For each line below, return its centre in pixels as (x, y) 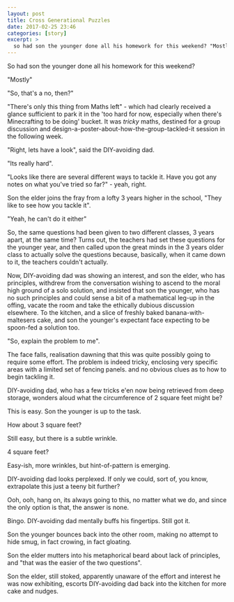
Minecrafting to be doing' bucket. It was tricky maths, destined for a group (114, 122)
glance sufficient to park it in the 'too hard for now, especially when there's (115, 114)
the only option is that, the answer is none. (68, 507)
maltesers (22, 320)
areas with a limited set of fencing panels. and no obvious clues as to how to (117, 369)
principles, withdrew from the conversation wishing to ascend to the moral (114, 283)
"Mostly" (20, 80)
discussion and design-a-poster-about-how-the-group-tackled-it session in (116, 129)
